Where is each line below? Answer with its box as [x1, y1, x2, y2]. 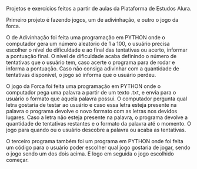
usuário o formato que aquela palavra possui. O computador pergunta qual [6, 95, 188, 102]
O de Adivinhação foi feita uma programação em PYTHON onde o [6, 34, 166, 40]
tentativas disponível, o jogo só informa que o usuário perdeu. [6, 72, 156, 78]
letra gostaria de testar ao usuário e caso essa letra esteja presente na [6, 102, 177, 108]
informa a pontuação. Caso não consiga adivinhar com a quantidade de [6, 65, 179, 72]
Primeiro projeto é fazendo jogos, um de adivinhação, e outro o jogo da [6, 16, 179, 23]
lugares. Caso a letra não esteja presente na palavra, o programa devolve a [6, 114, 188, 121]
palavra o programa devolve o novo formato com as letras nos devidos [6, 108, 178, 114]
